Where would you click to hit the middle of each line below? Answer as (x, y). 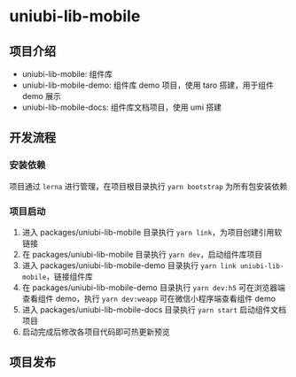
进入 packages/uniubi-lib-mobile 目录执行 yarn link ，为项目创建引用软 (152, 232)
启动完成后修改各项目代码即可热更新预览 (96, 331)
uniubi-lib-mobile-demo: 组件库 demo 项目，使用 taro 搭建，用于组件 (148, 85)
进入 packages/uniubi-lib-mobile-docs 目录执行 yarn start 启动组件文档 (154, 309)
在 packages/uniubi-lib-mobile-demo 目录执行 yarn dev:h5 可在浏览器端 (154, 287)
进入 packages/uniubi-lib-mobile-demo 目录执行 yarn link (129, 265)
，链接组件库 (69, 276)
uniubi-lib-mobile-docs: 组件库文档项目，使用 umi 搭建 (121, 107)
